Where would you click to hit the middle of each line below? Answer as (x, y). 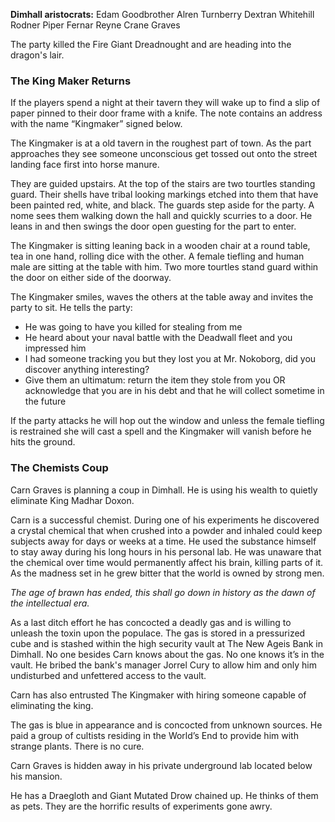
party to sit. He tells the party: (71, 308)
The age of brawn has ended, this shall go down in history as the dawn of (163, 592)
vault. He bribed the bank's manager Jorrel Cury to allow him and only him (163, 665)
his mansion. (36, 776)
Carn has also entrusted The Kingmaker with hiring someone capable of (158, 695)
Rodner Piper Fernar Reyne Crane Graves (95, 25)
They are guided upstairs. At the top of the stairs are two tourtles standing (163, 184)
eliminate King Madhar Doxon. (72, 500)
